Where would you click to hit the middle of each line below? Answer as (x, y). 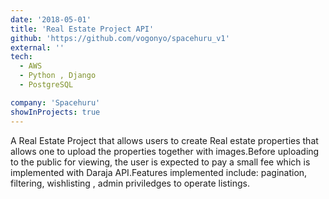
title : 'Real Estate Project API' (82, 29)
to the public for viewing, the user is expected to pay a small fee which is (160, 162)
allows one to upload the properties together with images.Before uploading (165, 151)
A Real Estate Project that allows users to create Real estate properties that (164, 140)
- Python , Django (58, 76)
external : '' (37, 47)
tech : (21, 57)
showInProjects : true (55, 112)
